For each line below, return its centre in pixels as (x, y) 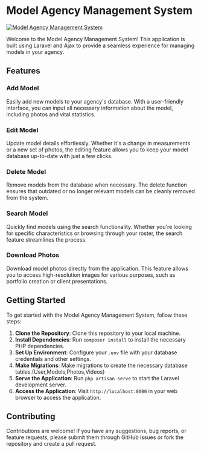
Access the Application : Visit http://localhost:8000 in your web (96, 391)
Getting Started (36, 300)
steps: (14, 321)
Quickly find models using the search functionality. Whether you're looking (99, 226)
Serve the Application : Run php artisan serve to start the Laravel (97, 378)
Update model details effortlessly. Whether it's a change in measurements (98, 143)
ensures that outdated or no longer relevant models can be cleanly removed (101, 191)
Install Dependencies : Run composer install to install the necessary (100, 339)
